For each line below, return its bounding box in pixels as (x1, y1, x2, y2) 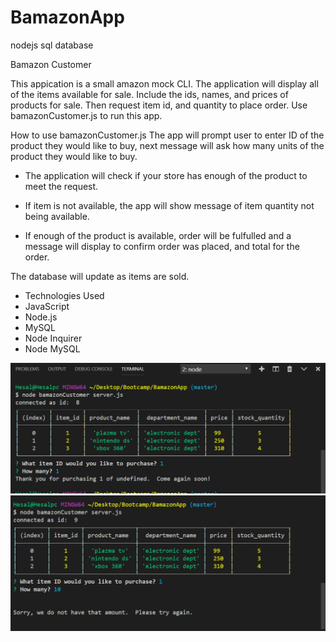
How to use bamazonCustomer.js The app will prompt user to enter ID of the (10, 129, 325, 141)
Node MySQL (24, 342, 81, 355)
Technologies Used (24, 289, 105, 301)
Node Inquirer (24, 332, 83, 344)
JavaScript (24, 300, 70, 312)
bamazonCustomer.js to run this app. (10, 109, 163, 121)
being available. (24, 210, 90, 222)
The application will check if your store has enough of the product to (24, 169, 308, 181)
